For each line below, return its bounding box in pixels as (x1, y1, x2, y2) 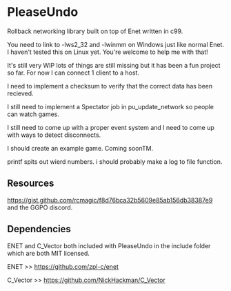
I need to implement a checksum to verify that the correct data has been (7, 82, 212, 90)
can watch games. (7, 110, 60, 118)
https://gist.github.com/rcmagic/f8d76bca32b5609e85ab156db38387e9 (7, 196, 213, 204)
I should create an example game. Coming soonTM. (7, 144, 154, 152)
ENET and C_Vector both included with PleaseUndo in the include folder (7, 241, 211, 250)
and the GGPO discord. (7, 203, 73, 212)
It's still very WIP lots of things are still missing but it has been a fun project (7, 61, 221, 69)
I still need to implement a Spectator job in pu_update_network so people (7, 102, 214, 111)
